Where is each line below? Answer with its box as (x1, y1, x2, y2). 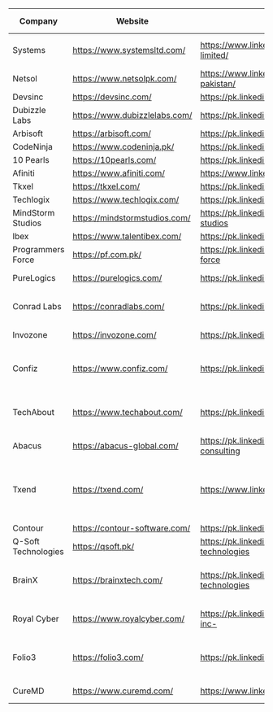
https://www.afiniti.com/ (72, 168, 165, 178)
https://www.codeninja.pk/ (72, 142, 175, 152)
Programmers (12, 244, 65, 255)
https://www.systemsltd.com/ (72, 45, 186, 55)
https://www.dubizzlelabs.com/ (72, 110, 193, 120)
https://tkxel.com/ (72, 181, 141, 192)
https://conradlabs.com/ (72, 301, 165, 312)
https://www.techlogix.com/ (72, 194, 180, 205)
